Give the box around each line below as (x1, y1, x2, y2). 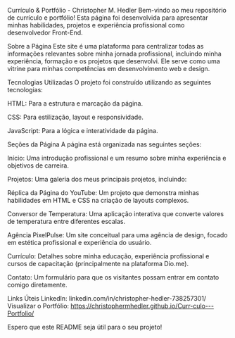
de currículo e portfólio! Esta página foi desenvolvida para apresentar (7, 13, 209, 22)
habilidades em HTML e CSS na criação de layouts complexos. (7, 196, 189, 204)
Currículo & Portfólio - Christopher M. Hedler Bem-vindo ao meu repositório (7, 6, 227, 14)
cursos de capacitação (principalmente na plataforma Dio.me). (7, 260, 189, 268)
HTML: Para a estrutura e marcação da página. (7, 99, 143, 108)
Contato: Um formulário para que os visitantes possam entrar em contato (7, 273, 220, 281)
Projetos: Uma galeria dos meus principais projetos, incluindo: (7, 175, 187, 183)
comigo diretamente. (7, 281, 68, 289)
